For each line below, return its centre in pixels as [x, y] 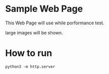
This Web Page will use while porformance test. [55, 23]
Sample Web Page [44, 9]
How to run [29, 53]
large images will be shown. [34, 32]
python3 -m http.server [30, 66]
